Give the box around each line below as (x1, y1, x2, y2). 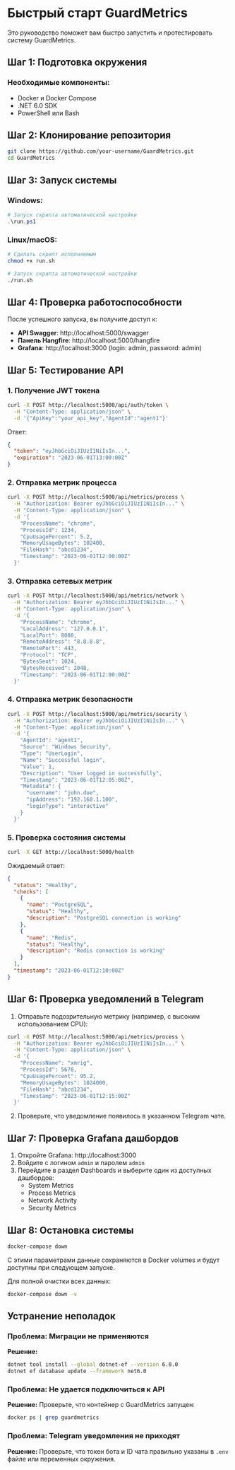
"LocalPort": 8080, (20, 632, 78, 639)
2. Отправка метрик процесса (7, 478, 117, 487)
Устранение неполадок (7, 1310, 116, 1322)
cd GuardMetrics (7, 154, 55, 162)
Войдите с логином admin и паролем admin (17, 1159, 145, 1167)
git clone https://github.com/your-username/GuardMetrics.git (7, 148, 194, 155)
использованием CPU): (17, 1019, 88, 1028)
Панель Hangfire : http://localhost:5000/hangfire (17, 336, 160, 345)
